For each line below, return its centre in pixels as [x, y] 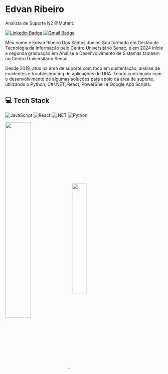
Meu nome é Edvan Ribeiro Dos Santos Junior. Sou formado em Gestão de [82, 42]
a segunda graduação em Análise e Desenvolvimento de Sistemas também [82, 53]
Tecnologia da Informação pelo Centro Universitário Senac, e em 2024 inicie [84, 48]
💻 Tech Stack [27, 101]
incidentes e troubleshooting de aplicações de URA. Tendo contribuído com [83, 73]
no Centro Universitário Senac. [37, 58]
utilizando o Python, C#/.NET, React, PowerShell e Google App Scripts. [78, 84]
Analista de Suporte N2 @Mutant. [40, 23]
